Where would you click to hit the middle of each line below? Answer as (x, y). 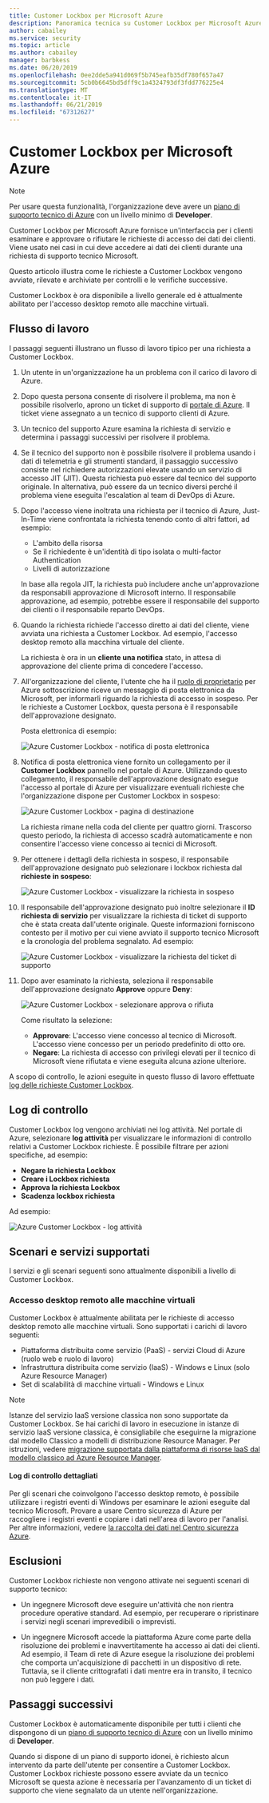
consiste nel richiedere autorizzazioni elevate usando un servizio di (131, 469)
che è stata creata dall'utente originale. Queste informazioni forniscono (137, 924)
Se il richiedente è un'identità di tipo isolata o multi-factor (127, 551)
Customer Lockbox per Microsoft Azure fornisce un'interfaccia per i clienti (131, 230)
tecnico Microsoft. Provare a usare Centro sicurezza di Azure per (116, 1510)
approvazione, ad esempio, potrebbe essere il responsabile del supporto (140, 601)
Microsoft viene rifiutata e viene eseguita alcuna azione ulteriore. (139, 1061)
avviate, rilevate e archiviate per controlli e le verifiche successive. (119, 280)
